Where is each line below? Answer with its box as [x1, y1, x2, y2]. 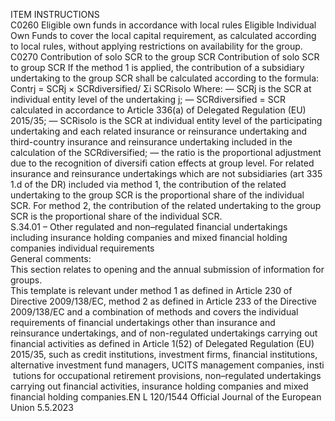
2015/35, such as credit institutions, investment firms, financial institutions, [10, 349, 318, 360]
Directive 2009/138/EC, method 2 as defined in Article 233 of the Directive [10, 295, 317, 307]
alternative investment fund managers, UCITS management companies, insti [10, 359, 325, 371]
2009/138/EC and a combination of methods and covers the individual [10, 306, 299, 318]
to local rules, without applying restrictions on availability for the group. [10, 40, 303, 52]
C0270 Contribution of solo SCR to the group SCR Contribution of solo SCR [10, 51, 320, 63]
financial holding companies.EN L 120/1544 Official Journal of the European [10, 391, 322, 403]
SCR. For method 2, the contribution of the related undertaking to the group [10, 200, 322, 211]
